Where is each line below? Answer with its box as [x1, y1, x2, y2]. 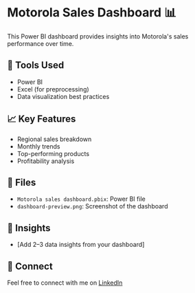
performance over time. [7, 39, 74, 47]
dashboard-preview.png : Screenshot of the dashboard [16, 202, 168, 210]
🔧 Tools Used [7, 59, 65, 72]
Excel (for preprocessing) [16, 85, 89, 93]
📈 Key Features [7, 113, 76, 125]
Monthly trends [16, 142, 60, 151]
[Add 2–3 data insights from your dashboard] [16, 241, 145, 249]
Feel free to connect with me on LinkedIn [7, 279, 123, 287]
